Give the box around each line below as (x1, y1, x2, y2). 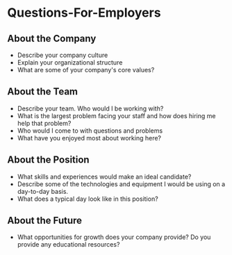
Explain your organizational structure (17, 58, 123, 67)
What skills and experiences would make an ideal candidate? (17, 172, 192, 181)
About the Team (7, 85, 78, 98)
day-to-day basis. (17, 187, 68, 195)
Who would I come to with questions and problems (17, 126, 163, 135)
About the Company (7, 33, 97, 44)
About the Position (7, 154, 90, 166)
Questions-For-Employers (7, 5, 161, 21)
